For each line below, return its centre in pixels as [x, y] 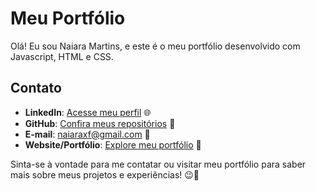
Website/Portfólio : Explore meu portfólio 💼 [113, 144]
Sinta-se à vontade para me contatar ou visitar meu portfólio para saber [158, 164]
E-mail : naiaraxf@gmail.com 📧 [87, 134]
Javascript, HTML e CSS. [62, 56]
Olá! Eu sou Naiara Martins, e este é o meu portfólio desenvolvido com [155, 46]
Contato [36, 88]
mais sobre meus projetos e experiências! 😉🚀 [105, 174]
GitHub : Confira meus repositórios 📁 [100, 123]
